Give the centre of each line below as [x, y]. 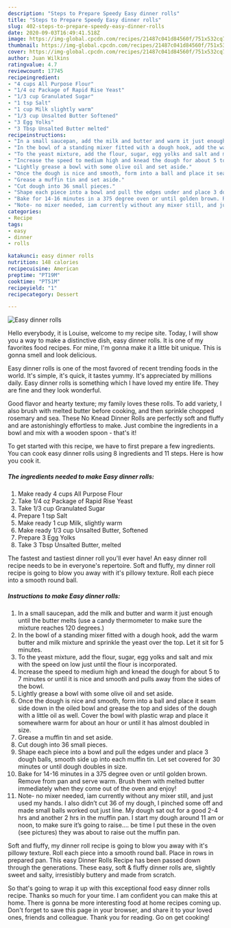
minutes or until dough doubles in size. [72, 766]
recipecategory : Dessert [43, 294]
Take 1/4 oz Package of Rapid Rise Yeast [75, 501]
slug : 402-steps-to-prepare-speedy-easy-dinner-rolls [86, 26]
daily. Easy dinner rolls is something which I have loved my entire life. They [113, 383]
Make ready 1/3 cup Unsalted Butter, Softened [83, 531]
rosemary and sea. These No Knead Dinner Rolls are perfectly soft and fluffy [116, 418]
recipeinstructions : [37, 135]
